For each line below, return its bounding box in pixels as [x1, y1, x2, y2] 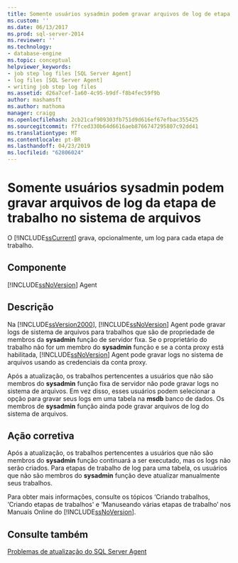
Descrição [7, 301, 54, 313]
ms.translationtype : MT [7, 129, 78, 136]
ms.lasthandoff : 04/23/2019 [7, 143, 91, 150]
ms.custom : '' [7, 17, 50, 24]
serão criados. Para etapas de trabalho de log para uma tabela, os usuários [7, 463, 227, 473]
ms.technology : [7, 43, 53, 50]
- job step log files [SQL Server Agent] [7, 70, 132, 77]
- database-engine [7, 50, 62, 58]
